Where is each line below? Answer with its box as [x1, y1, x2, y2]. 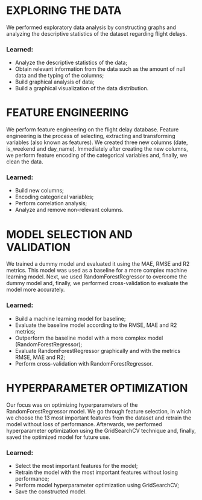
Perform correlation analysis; [14, 200, 87, 207]
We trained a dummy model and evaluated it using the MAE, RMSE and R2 [6, 260, 190, 268]
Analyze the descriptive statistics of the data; [14, 59, 128, 67]
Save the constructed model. [14, 488, 87, 495]
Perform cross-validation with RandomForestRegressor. [14, 360, 153, 367]
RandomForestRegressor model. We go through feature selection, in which [6, 407, 192, 415]
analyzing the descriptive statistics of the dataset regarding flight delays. [6, 30, 188, 37]
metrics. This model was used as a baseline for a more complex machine [6, 267, 188, 274]
